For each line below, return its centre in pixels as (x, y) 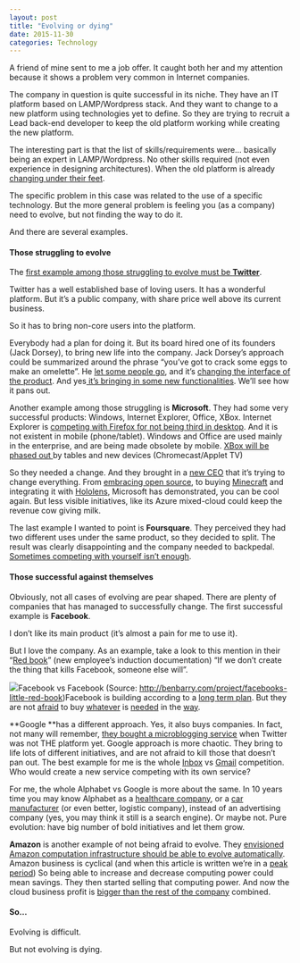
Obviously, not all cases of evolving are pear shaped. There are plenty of (143, 597)
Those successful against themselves (81, 577)
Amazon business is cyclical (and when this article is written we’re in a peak (149, 863)
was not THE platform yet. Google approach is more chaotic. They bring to (146, 743)
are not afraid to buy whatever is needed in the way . (105, 707)
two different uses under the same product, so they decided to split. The (142, 538)
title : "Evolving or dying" (62, 26)
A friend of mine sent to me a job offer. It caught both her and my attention (146, 68)
